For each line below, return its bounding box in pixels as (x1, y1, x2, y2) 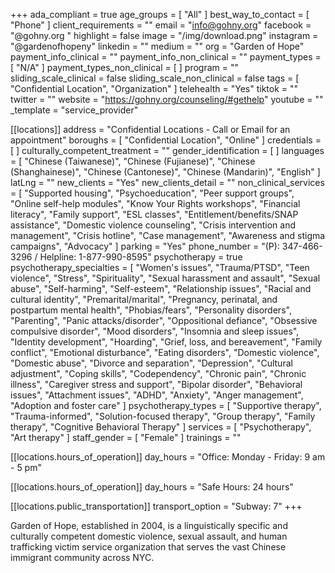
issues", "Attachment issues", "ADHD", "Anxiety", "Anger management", (10, 389, 304, 401)
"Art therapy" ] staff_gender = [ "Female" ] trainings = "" (10, 432, 242, 443)
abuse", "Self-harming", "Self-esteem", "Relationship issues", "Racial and (10, 283, 312, 294)
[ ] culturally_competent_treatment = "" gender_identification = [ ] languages (10, 145, 325, 156)
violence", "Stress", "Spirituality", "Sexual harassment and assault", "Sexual (10, 272, 321, 284)
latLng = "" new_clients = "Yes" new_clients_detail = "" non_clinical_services (10, 177, 325, 188)
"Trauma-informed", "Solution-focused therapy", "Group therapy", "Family (10, 410, 316, 422)
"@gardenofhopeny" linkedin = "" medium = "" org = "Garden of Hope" (10, 40, 305, 52)
